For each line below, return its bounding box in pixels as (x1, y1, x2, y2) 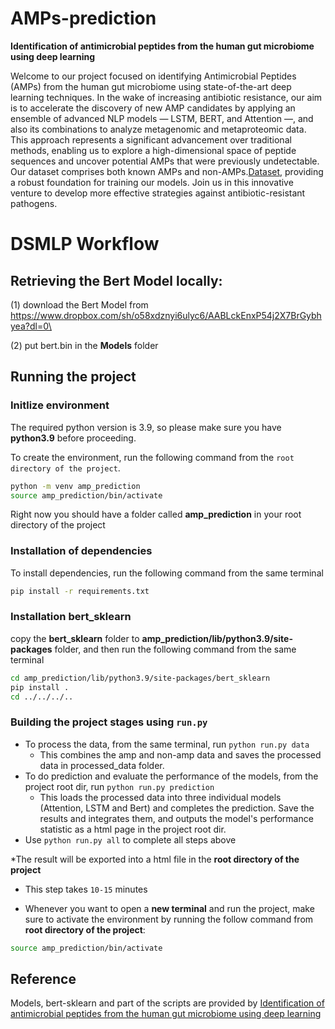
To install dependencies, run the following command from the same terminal (10, 567, 324, 579)
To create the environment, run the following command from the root (10, 451, 295, 463)
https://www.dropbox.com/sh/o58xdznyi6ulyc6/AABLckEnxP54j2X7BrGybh (10, 309, 322, 321)
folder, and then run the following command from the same (54, 643, 297, 655)
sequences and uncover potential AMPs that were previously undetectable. (10, 155, 320, 167)
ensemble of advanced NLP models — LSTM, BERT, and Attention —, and (10, 112, 314, 124)
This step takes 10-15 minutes (24, 883, 148, 895)
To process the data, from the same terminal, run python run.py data (24, 738, 310, 750)
